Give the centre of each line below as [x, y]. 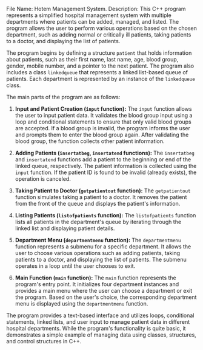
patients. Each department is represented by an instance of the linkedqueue [101, 79]
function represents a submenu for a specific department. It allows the [103, 247]
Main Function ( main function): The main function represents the [96, 278]
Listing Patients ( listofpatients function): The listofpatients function [105, 215]
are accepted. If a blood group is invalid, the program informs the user [103, 128]
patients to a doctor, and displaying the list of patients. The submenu [101, 259]
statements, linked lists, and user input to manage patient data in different [98, 322]
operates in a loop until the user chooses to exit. [75, 266]
